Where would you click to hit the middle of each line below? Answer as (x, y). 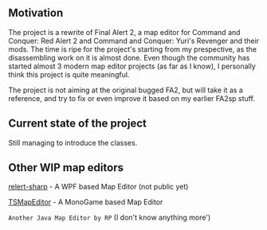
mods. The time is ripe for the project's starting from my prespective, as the (133, 49)
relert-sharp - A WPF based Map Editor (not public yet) (98, 187)
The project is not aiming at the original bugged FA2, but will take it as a (126, 90)
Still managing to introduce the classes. (73, 142)
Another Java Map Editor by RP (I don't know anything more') (110, 217)
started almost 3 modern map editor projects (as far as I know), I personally (132, 66)
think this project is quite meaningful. (69, 74)
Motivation (36, 13)
